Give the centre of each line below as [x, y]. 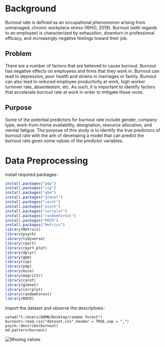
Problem [19, 54]
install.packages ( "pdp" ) [31, 183]
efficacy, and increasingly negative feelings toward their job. [66, 38]
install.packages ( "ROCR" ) [32, 220]
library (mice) [20, 271]
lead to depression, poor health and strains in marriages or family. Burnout [81, 76]
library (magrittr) [24, 276]
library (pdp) [19, 266]
